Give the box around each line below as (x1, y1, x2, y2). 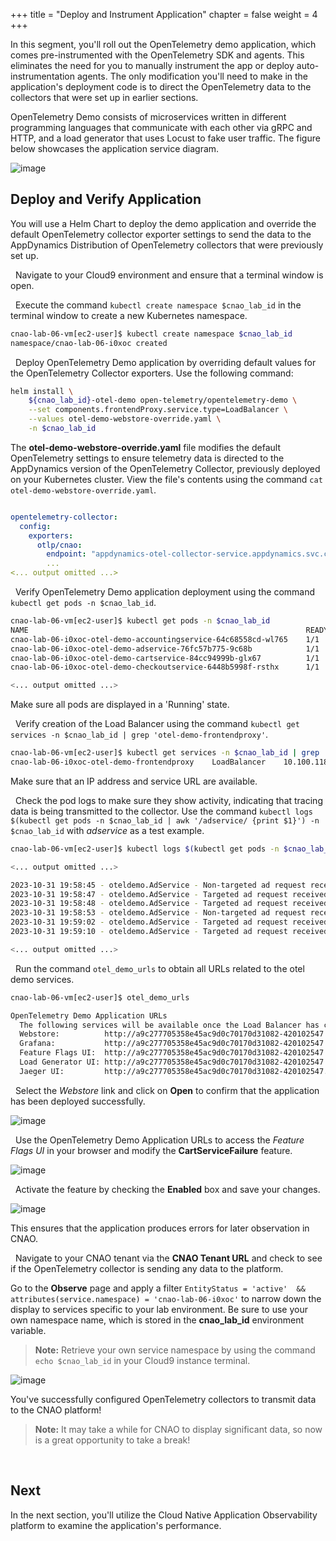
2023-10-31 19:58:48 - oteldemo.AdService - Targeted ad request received (10, 899, 329, 909)
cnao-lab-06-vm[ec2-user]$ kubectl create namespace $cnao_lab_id (10, 329, 293, 339)
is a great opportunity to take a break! (34, 1434, 191, 1446)
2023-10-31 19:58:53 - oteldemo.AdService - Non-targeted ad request (10, 908, 307, 918)
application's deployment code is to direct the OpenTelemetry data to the (10, 81, 312, 93)
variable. (10, 1324, 47, 1336)
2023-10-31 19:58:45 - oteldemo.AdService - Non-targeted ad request (10, 880, 307, 890)
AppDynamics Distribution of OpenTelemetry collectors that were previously (10, 239, 324, 251)
